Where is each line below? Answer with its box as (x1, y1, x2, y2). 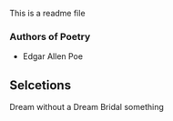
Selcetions (9, 77, 71, 93)
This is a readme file (9, 8, 86, 18)
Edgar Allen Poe (22, 51, 84, 62)
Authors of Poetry (9, 30, 91, 43)
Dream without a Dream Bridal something (9, 102, 164, 113)
